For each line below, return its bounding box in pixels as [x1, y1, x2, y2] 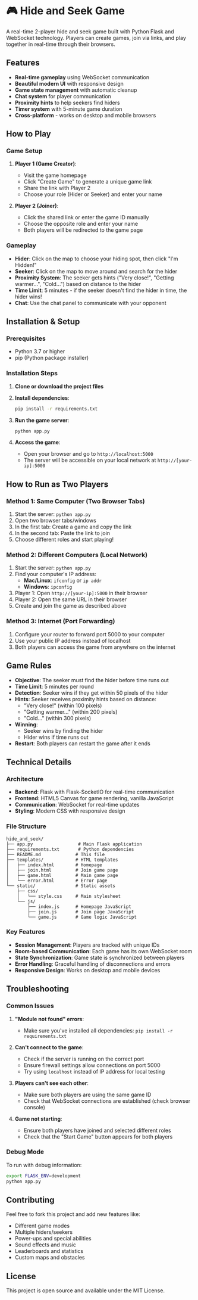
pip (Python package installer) [14, 354, 89, 362]
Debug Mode [6, 1147, 45, 1156]
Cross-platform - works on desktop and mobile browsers [14, 111, 156, 119]
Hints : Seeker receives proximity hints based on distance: [14, 695, 156, 702]
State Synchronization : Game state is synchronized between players [14, 954, 185, 961]
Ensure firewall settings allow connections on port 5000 [23, 1061, 161, 1069]
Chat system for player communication [14, 92, 112, 99]
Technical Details [6, 757, 72, 767]
